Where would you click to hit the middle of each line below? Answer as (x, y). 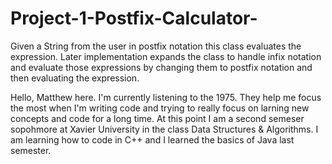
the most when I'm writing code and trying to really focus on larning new (160, 108)
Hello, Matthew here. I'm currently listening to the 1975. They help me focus (166, 97)
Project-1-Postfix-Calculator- (134, 18)
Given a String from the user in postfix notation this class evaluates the (156, 46)
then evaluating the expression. (75, 78)
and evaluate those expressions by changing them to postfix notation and (161, 67)
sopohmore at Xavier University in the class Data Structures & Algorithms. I (164, 129)
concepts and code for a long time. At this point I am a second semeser (157, 118)
